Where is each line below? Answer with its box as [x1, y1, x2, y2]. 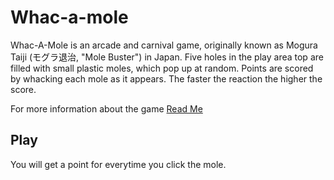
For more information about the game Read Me [10, 102, 203, 115]
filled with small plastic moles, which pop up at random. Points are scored [10, 62, 314, 74]
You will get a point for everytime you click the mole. [10, 158, 227, 170]
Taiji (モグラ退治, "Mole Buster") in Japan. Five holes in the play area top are [10, 51, 324, 63]
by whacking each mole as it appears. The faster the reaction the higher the [10, 72, 323, 85]
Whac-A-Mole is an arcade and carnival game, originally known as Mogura [10, 39, 318, 51]
